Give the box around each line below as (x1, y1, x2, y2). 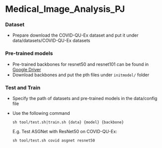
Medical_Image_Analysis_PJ (5, 3, 125, 15)
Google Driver (12, 66, 41, 72)
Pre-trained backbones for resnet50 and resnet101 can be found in (12, 61, 149, 67)
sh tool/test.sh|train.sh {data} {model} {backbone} (12, 120, 124, 125)
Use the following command (12, 110, 71, 116)
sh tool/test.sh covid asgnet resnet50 (12, 138, 95, 143)
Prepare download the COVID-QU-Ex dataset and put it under (12, 32, 139, 38)
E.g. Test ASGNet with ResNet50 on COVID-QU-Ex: (12, 129, 118, 135)
